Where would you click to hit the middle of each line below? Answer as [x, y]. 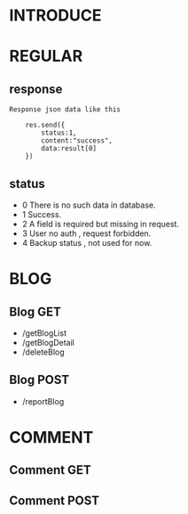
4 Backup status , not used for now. [87, 243]
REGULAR [46, 57]
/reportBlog [43, 401]
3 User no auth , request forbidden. [86, 233]
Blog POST [39, 380]
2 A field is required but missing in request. [101, 224]
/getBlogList [44, 333]
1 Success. [42, 214]
